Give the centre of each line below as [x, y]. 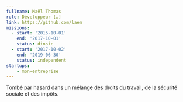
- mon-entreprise [38, 71]
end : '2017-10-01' [39, 38]
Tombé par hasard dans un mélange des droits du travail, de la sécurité [92, 87]
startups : [18, 66]
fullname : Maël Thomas [34, 11]
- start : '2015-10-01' [39, 33]
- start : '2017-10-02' [39, 50]
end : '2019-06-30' [39, 55]
